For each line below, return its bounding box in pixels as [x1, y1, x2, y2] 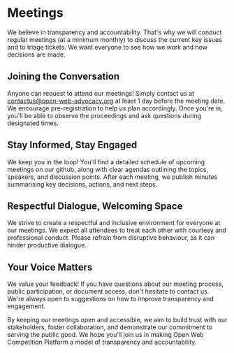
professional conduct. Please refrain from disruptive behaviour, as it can [7, 233, 215, 242]
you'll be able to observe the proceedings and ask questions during [7, 111, 202, 120]
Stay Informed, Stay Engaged [7, 139, 138, 151]
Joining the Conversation [7, 71, 120, 82]
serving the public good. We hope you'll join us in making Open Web [7, 331, 204, 339]
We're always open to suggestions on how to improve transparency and [7, 295, 214, 303]
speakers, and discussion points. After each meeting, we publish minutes [7, 173, 218, 181]
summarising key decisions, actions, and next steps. [7, 180, 158, 188]
